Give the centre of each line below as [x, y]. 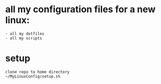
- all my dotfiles [25, 34]
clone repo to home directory [38, 72]
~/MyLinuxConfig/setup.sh [33, 76]
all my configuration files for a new [80, 9]
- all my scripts [24, 38]
